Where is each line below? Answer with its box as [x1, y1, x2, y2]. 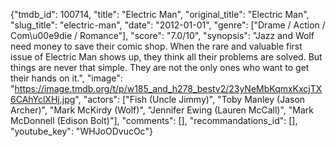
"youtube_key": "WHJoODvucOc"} [10, 125, 153, 137]
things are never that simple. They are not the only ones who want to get [10, 62, 310, 73]
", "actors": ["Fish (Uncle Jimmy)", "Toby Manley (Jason [74, 94, 306, 105]
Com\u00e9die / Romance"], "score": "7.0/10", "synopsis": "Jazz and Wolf [10, 30, 315, 41]
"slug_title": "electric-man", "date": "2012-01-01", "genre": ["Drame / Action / [10, 19, 326, 31]
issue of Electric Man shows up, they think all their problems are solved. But [10, 51, 323, 63]
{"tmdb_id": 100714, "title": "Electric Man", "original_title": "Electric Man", [10, 9, 310, 20]
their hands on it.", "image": [10, 72, 123, 84]
